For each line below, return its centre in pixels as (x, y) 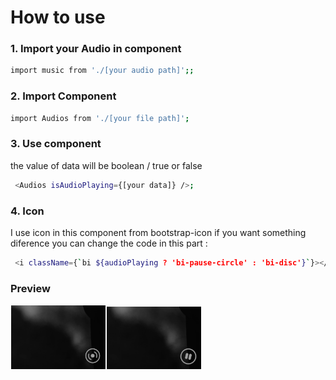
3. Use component (56, 144)
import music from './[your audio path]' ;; (102, 71)
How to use (58, 17)
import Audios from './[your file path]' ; (100, 118)
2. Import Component (63, 96)
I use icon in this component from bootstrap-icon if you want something (158, 232)
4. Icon (27, 211)
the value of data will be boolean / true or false (106, 165)
